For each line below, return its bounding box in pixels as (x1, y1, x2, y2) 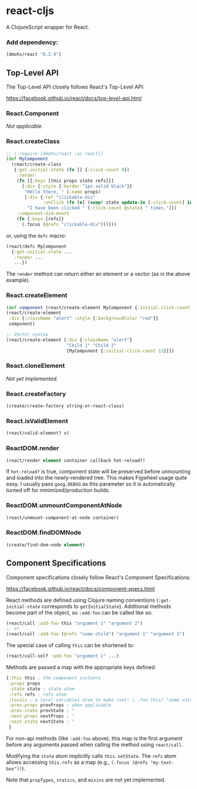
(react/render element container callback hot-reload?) (6, 458, 145, 463)
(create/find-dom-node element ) (6, 541, 85, 548)
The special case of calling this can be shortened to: (6, 642, 135, 649)
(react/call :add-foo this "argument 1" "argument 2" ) (6, 620, 143, 626)
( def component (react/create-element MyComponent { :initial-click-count (6, 304, 191, 310)
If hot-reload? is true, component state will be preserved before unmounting (6, 468, 191, 475)
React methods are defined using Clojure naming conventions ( (6, 597, 159, 604)
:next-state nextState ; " (8, 719, 75, 725)
